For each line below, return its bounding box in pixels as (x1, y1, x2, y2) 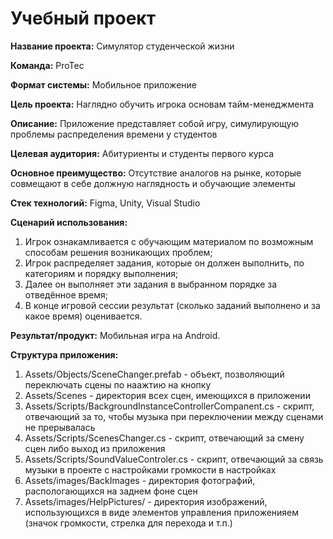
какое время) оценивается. (24, 310, 143, 322)
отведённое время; (24, 288, 108, 301)
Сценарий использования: (10, 216, 128, 228)
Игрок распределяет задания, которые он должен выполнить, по (24, 257, 305, 269)
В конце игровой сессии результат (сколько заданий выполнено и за (24, 299, 321, 311)
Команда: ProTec (10, 59, 85, 71)
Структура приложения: (10, 348, 119, 361)
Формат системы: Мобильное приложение (10, 78, 197, 91)
